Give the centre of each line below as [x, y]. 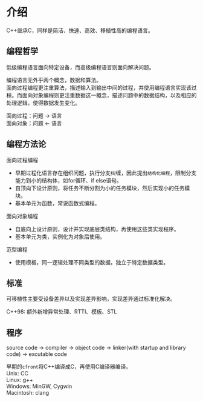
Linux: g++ [20, 380]
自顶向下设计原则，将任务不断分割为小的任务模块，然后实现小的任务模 [102, 188]
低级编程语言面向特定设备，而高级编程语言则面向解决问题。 [80, 67]
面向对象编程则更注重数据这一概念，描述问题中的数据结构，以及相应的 [109, 95]
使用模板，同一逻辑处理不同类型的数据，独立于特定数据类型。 [92, 262]
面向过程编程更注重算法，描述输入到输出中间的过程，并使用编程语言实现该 [99, 87]
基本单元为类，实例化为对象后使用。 [60, 236]
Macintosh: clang [28, 393]
